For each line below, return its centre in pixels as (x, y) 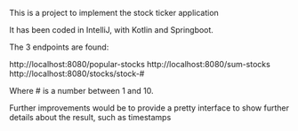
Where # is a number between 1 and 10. (81, 91)
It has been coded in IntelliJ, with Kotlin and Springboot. (111, 30)
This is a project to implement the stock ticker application (114, 13)
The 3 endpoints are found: (59, 47)
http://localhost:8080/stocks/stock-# (77, 73)
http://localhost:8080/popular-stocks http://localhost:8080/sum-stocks (140, 64)
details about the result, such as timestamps (90, 117)
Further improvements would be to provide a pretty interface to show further (149, 108)
